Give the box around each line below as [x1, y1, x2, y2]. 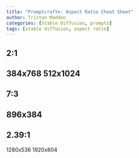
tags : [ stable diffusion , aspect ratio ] [6, 25, 110, 32]
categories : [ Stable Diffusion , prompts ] [6, 20, 112, 26]
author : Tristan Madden [6, 14, 66, 21]
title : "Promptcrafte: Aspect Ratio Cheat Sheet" [6, 8, 134, 15]
